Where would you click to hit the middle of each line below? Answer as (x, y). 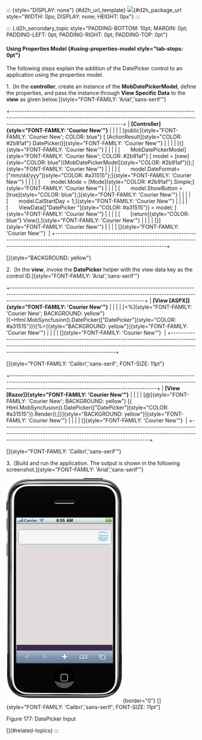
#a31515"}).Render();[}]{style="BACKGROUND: (65, 414)
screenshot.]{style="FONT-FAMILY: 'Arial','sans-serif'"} (75, 470)
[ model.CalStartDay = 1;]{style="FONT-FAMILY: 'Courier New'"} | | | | (97, 201)
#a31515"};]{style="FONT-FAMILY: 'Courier (138, 175)
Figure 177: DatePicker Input (41, 719)
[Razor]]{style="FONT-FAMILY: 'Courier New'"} (68, 395)
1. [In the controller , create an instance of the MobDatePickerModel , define (101, 87)
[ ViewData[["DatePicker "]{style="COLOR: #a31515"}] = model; (90, 208)
